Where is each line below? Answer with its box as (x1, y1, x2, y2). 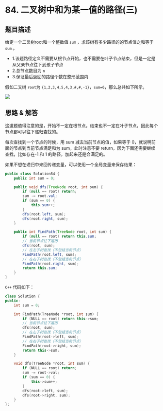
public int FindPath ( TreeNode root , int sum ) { (14, 230, 112, 234)
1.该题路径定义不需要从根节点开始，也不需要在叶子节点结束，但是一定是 (12, 55, 156, 61)
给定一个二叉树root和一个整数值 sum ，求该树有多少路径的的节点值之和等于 (5, 39, 154, 45)
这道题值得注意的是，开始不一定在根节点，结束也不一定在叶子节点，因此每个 (5, 123, 158, 128)
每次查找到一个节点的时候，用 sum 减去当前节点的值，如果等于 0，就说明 (5, 139, 152, 145)
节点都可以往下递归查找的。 (5, 128, 61, 134)
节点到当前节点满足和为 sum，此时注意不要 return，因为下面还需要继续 (13, 145, 156, 151)
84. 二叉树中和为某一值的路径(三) (5, 4, 138, 16)
